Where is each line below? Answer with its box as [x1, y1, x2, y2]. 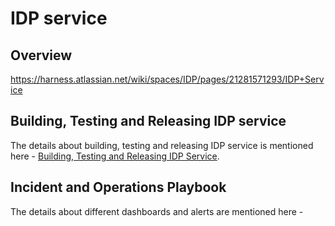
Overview [10, 47, 73, 64]
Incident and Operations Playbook [10, 179, 227, 196]
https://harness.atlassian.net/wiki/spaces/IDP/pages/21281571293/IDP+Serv [10, 73, 325, 85]
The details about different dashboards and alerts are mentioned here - [10, 205, 304, 217]
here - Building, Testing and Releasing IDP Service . [10, 150, 220, 162]
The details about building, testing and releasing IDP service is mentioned [10, 139, 314, 151]
